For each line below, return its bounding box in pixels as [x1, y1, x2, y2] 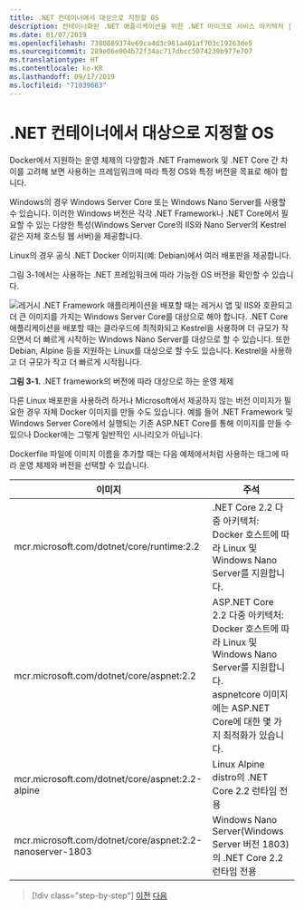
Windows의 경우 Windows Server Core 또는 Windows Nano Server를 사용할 [9, 196, 287, 207]
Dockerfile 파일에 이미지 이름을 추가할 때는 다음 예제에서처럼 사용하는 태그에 [9, 448, 280, 459]
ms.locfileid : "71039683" [9, 81, 107, 90]
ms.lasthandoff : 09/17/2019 [9, 73, 116, 82]
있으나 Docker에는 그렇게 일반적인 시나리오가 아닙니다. [9, 428, 204, 440]
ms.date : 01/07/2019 [9, 30, 88, 39]
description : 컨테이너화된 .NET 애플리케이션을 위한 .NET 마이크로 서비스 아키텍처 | [9, 22, 292, 31]
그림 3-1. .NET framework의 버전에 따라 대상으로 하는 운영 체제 [9, 376, 234, 387]
